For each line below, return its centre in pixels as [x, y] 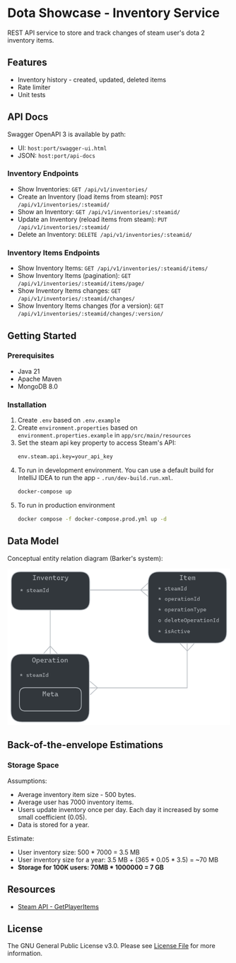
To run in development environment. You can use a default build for [116, 470]
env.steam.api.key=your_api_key [65, 457]
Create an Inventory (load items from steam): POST [90, 196]
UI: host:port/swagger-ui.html [62, 147]
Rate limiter [34, 87]
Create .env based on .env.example [69, 421]
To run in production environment [66, 505]
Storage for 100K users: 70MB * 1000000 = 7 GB [91, 867]
